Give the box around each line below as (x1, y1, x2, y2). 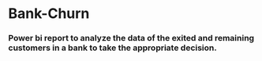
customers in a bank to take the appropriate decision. (8, 42, 217, 53)
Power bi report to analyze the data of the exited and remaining (8, 33, 255, 44)
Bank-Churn (8, 5, 90, 23)
